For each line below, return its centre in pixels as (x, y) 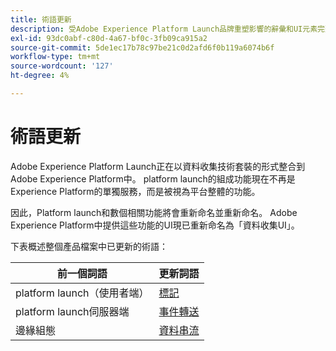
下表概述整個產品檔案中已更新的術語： (89, 246)
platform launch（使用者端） (82, 293)
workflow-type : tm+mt (55, 57)
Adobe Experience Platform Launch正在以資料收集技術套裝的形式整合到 (158, 166)
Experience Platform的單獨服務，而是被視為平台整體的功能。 (135, 191)
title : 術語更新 (41, 19)
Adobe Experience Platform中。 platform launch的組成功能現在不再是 (153, 178)
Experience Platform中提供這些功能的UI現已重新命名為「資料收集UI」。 (155, 225)
